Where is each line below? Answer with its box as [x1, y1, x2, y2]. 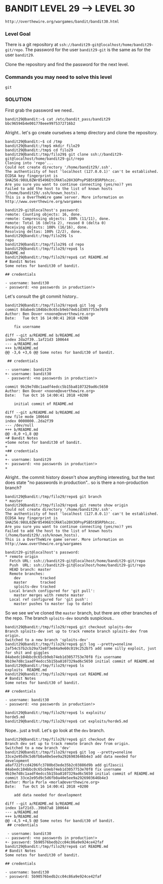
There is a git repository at [5, 42, 59, 48]
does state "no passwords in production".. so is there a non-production [5, 479, 148, 485]
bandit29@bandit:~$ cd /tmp [5, 139, 63, 144]
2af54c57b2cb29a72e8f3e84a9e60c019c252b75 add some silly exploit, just [5, 646, 157, 651]
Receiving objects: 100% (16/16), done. [5, 225, 89, 230]
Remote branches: [9, 571, 45, 576]
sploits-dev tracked [14, 584, 56, 589]
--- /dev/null [5, 423, 34, 428]
